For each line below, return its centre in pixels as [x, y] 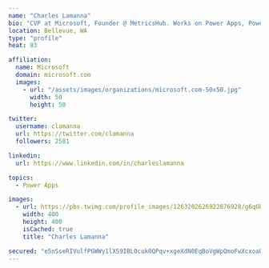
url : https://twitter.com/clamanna [75, 134]
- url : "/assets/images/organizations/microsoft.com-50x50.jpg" [132, 90]
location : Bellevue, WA [48, 30]
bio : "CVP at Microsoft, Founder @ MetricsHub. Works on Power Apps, [127, 23]
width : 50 [46, 97]
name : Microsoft [42, 68]
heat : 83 [23, 46]
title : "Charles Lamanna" [66, 237]
